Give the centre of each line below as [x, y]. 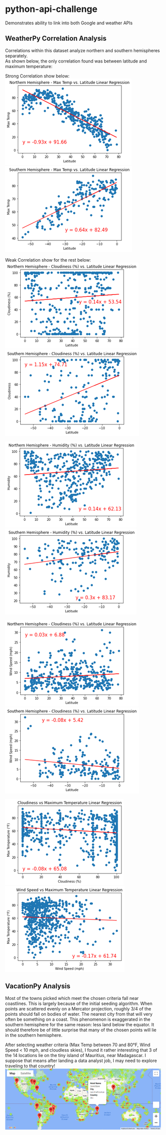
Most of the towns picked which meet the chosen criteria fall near [72, 998]
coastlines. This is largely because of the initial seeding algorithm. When [79, 1003]
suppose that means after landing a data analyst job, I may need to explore [81, 1061]
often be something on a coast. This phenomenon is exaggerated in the [78, 1019]
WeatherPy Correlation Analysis [56, 38]
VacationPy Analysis [38, 986]
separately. [17, 56]
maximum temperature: [29, 66]
